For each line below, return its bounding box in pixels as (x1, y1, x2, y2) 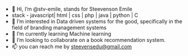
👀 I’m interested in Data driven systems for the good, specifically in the (11, 18, 183, 24)
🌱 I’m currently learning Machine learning (11, 30, 111, 37)
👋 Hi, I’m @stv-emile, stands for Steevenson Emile (11, 6, 133, 12)
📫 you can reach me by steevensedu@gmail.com (11, 43, 132, 50)
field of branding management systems (11, 24, 107, 31)
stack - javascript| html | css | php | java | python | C (11, 12, 139, 19)
